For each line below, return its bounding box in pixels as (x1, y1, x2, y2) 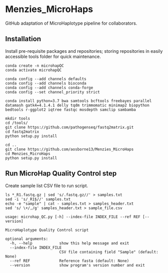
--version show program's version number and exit (10, 262, 145, 267)
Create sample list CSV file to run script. (5, 183, 89, 189)
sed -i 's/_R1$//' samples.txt (5, 197, 71, 202)
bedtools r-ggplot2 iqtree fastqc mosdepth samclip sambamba (5, 107, 136, 112)
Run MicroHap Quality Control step (5, 169, 117, 178)
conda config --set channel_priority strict (5, 89, 100, 95)
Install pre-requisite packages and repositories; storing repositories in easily (5, 48, 163, 54)
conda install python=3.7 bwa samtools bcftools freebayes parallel (5, 98, 152, 104)
